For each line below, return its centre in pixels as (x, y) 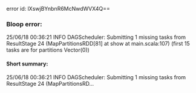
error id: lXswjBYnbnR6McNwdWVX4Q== (58, 9)
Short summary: (27, 64)
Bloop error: (24, 24)
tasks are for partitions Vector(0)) (48, 50)
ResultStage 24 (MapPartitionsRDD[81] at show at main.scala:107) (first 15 (98, 44)
